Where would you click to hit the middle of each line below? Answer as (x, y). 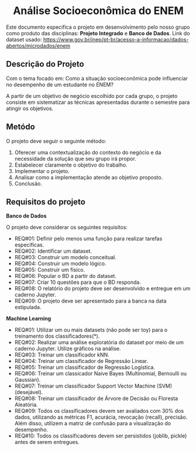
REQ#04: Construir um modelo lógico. (60, 264)
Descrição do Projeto (45, 64)
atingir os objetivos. (30, 108)
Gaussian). (27, 380)
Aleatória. (26, 405)
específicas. (29, 245)
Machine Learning (29, 318)
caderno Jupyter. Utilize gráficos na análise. (68, 349)
